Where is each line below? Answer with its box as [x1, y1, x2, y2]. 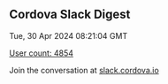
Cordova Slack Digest [9, 7, 131, 22]
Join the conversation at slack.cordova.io [9, 65, 159, 75]
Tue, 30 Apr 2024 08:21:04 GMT [9, 30, 128, 41]
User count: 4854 [9, 48, 73, 58]
